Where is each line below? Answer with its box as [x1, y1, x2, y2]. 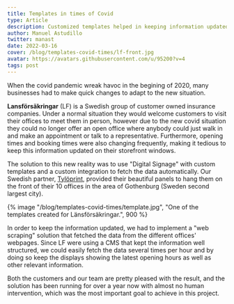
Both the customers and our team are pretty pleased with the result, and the [7, 274, 225, 282]
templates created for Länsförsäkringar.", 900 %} [7, 210, 148, 218]
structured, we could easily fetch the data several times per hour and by [7, 246, 214, 254]
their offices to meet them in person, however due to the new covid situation [7, 116, 226, 125]
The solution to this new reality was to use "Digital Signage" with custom [7, 159, 216, 168]
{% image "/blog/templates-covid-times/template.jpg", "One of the [7, 202, 199, 211]
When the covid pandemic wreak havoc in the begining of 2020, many [7, 81, 209, 89]
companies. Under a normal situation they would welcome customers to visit [7, 109, 227, 118]
